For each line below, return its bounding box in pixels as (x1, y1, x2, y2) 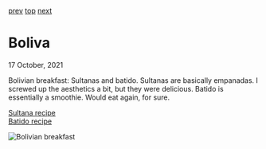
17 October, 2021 (8, 60, 64, 69)
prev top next (8, 6, 53, 15)
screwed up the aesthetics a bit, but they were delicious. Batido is (8, 84, 225, 93)
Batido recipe (8, 116, 53, 126)
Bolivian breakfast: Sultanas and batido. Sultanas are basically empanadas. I (8, 75, 259, 85)
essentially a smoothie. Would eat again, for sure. (8, 92, 170, 102)
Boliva (8, 34, 50, 52)
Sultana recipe (8, 108, 56, 117)
